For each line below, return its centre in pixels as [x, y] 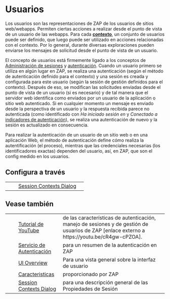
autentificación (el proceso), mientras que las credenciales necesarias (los [83, 145]
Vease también [30, 204]
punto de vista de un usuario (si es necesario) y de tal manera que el [77, 92]
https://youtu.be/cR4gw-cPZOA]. [102, 237]
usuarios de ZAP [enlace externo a [104, 230]
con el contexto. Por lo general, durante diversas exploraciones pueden [80, 45]
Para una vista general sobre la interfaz [109, 259]
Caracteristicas [36, 274]
